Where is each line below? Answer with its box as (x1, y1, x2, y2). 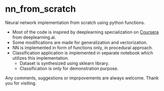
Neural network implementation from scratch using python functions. (5, 20, 145, 25)
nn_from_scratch (5, 3, 76, 15)
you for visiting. (5, 80, 37, 86)
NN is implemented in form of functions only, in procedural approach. (12, 45, 153, 50)
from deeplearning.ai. (12, 34, 56, 40)
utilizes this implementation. (12, 55, 69, 61)
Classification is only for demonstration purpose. (19, 65, 119, 71)
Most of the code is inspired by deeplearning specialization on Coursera (12, 29, 159, 35)
